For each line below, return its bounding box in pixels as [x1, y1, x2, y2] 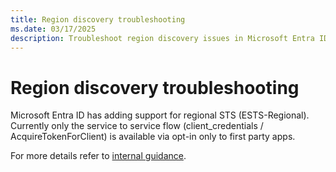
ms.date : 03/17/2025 [10, 24, 97, 34]
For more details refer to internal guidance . [10, 150, 187, 162]
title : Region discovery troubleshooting [10, 14, 186, 25]
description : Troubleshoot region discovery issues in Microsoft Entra [10, 33, 315, 43]
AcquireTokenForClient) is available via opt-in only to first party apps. [10, 131, 296, 143]
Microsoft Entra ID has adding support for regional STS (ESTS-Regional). [10, 109, 310, 121]
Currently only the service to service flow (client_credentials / [10, 120, 264, 132]
